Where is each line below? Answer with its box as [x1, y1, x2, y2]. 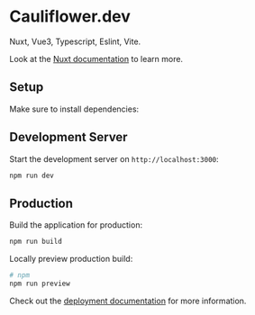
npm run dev [9, 171, 54, 180]
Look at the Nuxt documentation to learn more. [9, 53, 183, 64]
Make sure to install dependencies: [9, 103, 140, 114]
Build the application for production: [9, 220, 142, 230]
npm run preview [9, 279, 70, 288]
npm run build [9, 237, 63, 247]
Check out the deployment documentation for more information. [9, 295, 247, 306]
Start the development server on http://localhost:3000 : [9, 153, 219, 164]
